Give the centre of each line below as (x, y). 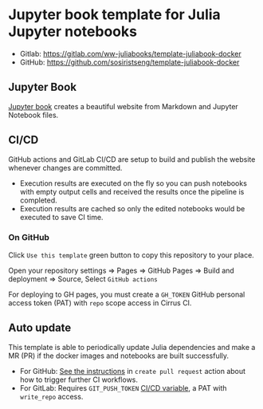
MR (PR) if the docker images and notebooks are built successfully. (119, 356)
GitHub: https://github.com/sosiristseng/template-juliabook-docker (130, 62)
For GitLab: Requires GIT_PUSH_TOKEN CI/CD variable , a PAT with (123, 387)
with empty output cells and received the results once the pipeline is (132, 191)
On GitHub (29, 238)
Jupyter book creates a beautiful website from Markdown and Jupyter (124, 106)
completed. (38, 200)
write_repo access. (51, 396)
